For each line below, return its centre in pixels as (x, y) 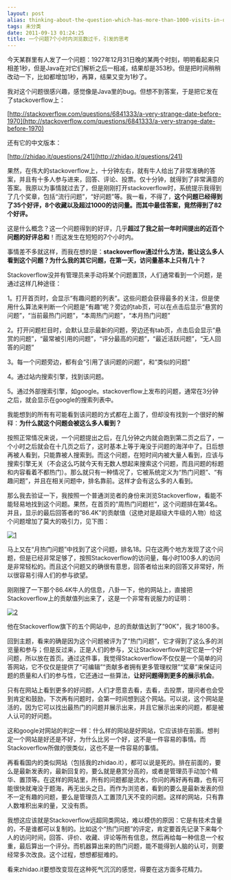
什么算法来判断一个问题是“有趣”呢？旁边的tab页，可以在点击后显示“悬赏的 (118, 307)
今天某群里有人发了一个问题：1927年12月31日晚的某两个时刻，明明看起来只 (113, 60)
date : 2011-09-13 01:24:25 (46, 33)
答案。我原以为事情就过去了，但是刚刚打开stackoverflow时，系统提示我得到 (114, 188)
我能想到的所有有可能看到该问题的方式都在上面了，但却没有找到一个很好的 (112, 415)
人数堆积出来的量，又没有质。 (49, 806)
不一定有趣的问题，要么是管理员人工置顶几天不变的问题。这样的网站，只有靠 (115, 797)
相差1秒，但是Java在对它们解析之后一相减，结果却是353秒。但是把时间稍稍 (114, 68)
